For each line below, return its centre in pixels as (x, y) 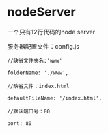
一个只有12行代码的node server (51, 32)
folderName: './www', (38, 73)
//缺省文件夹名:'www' (35, 60)
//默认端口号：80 (28, 111)
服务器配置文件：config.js (43, 46)
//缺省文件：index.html (38, 86)
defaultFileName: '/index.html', (55, 98)
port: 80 (19, 123)
